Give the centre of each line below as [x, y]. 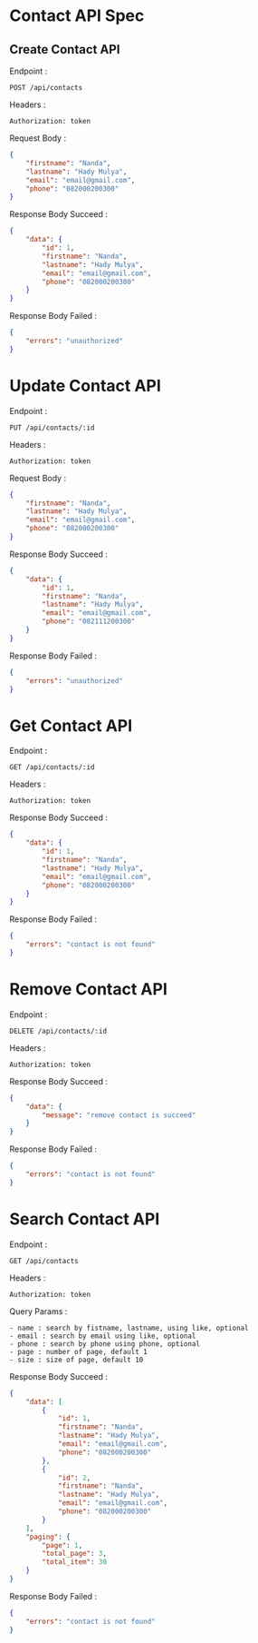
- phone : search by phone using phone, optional [105, 1344]
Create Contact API [65, 49]
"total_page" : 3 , [74, 1554]
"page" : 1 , [62, 1545]
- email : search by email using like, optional [103, 1336]
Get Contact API [71, 725]
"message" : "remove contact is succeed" [119, 1115]
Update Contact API [85, 386]
